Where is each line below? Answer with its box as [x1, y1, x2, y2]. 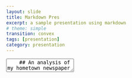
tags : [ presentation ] [6, 36, 60, 42]
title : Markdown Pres [6, 14, 60, 20]
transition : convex [6, 31, 55, 37]
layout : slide [6, 8, 42, 15]
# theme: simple [6, 25, 46, 32]
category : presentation [6, 42, 65, 48]
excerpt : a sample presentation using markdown [6, 20, 127, 26]
